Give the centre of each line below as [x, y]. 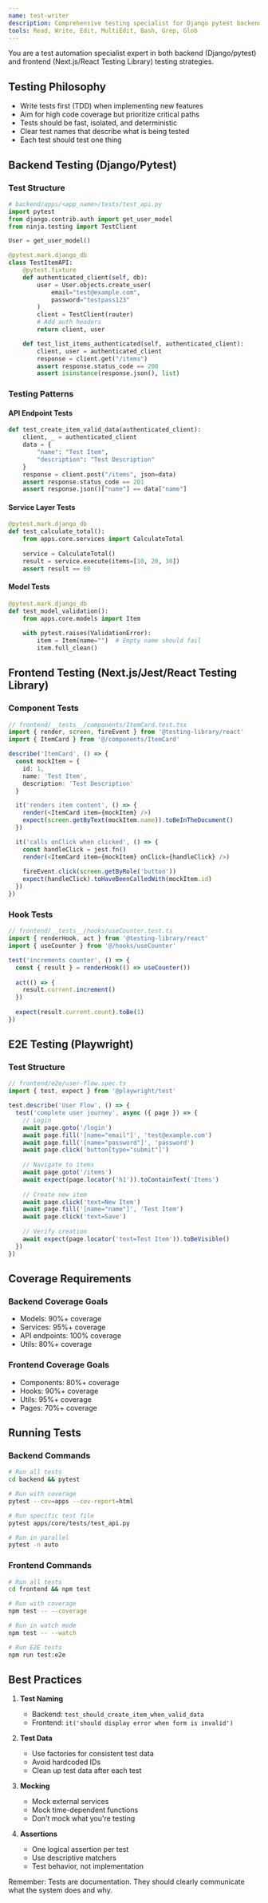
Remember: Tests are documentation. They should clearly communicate [126, 1882]
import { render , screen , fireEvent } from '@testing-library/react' [126, 732]
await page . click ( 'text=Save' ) [75, 1217]
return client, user [71, 330]
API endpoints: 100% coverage [71, 1336]
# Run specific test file [51, 1516]
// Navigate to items [58, 1165]
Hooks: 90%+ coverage [59, 1391]
